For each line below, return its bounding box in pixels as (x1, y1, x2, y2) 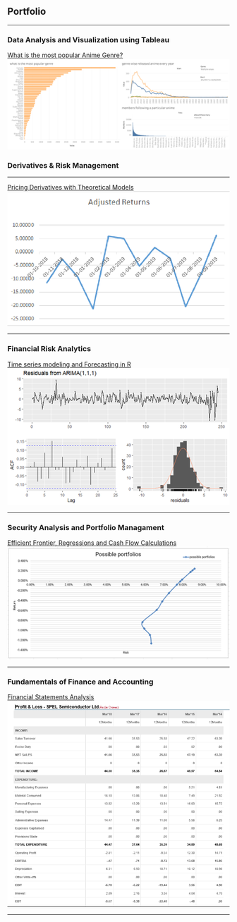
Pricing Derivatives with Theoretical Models (7, 183, 134, 192)
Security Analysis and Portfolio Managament (7, 523, 164, 533)
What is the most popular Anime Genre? (7, 51, 123, 59)
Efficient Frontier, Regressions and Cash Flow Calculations (7, 539, 177, 547)
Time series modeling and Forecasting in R (7, 359, 132, 369)
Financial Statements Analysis (7, 693, 95, 701)
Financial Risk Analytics (7, 344, 92, 354)
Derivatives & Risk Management (7, 160, 119, 170)
